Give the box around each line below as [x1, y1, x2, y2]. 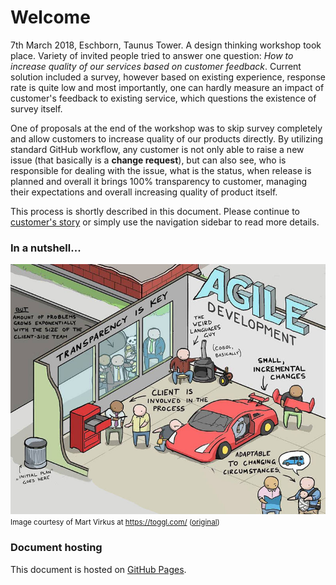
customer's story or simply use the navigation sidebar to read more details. [10, 216, 320, 228]
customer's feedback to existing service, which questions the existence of [10, 92, 317, 104]
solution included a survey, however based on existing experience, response [10, 71, 326, 83]
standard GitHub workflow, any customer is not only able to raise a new [10, 143, 305, 155]
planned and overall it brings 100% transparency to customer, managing [10, 175, 308, 187]
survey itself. [10, 102, 63, 115]
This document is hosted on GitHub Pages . [10, 563, 187, 575]
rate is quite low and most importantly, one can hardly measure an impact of [10, 81, 325, 93]
